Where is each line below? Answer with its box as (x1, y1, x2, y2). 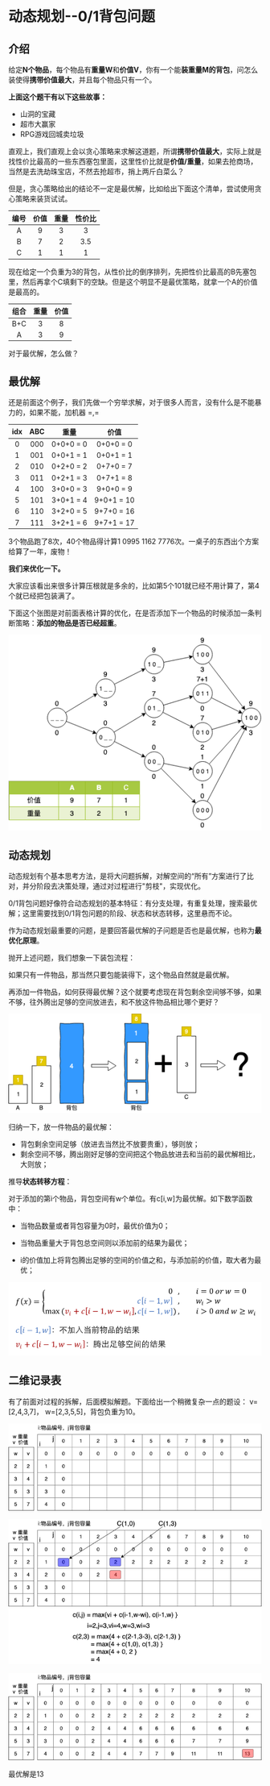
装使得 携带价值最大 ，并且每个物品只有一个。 (8, 75, 157, 85)
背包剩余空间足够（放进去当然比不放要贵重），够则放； (19, 1139, 200, 1149)
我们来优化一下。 (8, 564, 65, 573)
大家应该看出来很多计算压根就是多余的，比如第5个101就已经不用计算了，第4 (8, 581, 260, 591)
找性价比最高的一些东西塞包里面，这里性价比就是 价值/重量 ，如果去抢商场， (8, 156, 258, 166)
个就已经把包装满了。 (8, 591, 79, 601)
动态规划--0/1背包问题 (8, 7, 156, 26)
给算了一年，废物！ (8, 547, 72, 556)
